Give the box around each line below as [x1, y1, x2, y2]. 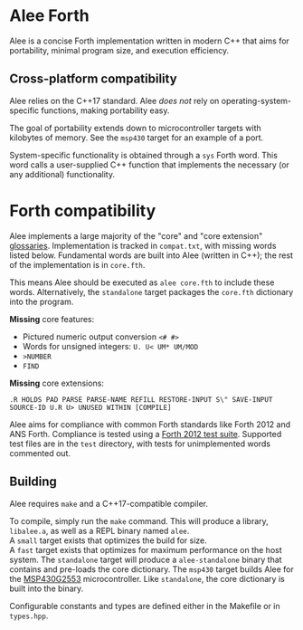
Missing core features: [9, 313, 95, 324]
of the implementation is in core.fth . [9, 259, 146, 270]
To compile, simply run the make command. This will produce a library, [9, 515, 269, 526]
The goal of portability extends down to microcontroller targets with [9, 122, 261, 133]
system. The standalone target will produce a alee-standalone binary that [9, 554, 282, 565]
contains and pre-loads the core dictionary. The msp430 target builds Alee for [9, 563, 294, 575]
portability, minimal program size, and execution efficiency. [9, 44, 229, 55]
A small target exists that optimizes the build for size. [9, 535, 208, 546]
